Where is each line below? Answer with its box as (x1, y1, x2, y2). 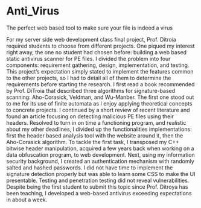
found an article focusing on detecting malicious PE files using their (6, 113, 174, 120)
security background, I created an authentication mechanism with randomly (6, 157, 194, 165)
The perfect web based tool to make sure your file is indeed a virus (6, 24, 173, 31)
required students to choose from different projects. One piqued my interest (6, 42, 195, 49)
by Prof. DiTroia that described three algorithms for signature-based (6, 87, 176, 94)
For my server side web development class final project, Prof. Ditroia (6, 36, 176, 43)
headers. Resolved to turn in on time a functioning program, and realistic (6, 119, 187, 126)
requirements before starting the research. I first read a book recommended (6, 80, 195, 88)
